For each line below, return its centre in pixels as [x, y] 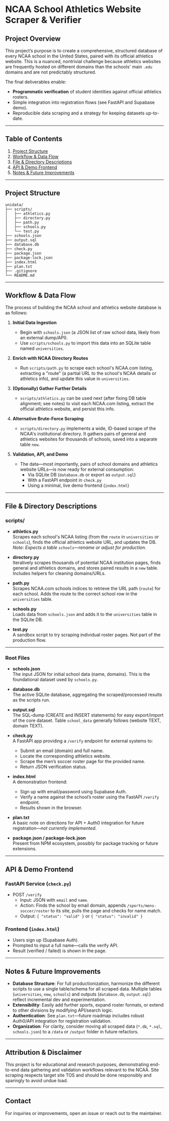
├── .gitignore [21, 271]
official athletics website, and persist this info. [67, 409]
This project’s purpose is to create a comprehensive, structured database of [84, 51]
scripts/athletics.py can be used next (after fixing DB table [83, 398]
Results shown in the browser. [51, 808]
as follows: [16, 313]
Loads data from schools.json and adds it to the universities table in [85, 614]
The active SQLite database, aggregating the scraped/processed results [87, 695]
